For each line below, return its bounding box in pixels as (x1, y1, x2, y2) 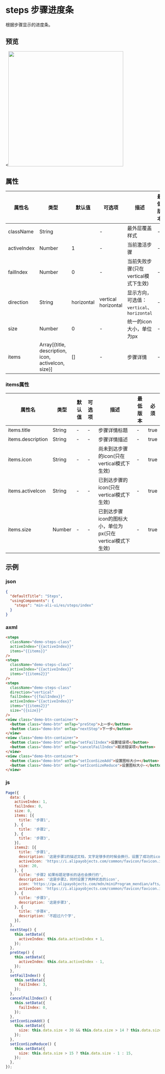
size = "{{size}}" (10, 708, 43, 713)
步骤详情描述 (98, 436, 128, 443)
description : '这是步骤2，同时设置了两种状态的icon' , (18, 877, 119, 882)
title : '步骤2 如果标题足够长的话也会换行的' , (18, 872, 104, 877)
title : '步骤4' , (18, 909, 50, 914)
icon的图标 (98, 515, 123, 522)
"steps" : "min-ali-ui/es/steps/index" (14, 603, 94, 608)
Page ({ (5, 790, 19, 795)
